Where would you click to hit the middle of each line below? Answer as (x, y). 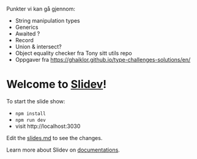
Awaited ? (28, 34)
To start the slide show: (36, 101)
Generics (27, 27)
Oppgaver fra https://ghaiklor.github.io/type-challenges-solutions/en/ (103, 60)
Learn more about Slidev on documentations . (63, 150)
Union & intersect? (39, 46)
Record (24, 40)
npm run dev (30, 120)
